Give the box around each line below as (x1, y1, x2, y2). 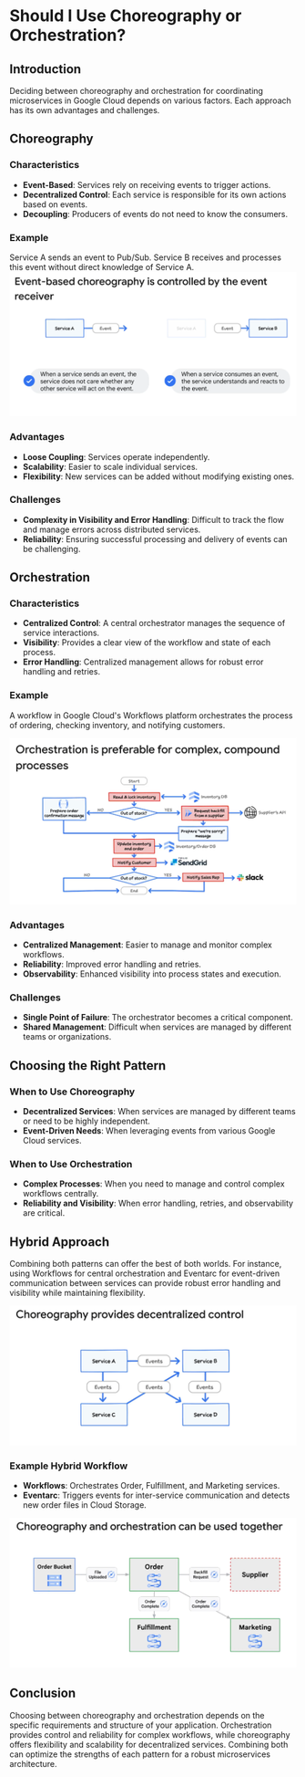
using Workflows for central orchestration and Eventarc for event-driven (9, 1268, 280, 1279)
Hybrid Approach (9, 1234, 110, 1249)
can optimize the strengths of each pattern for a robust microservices (9, 1749, 271, 1760)
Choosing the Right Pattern (9, 1058, 167, 1073)
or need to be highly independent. (22, 1115, 150, 1126)
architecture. (9, 1758, 57, 1769)
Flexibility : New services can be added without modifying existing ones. (22, 471, 295, 482)
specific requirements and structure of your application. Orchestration (9, 1720, 272, 1730)
